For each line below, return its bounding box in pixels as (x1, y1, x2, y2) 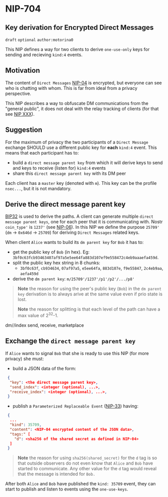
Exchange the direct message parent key (5, 337, 136, 345)
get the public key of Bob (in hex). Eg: (12, 249, 90, 255)
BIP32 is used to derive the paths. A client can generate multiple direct (5, 213, 154, 220)
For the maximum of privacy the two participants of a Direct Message (5, 139, 149, 145)
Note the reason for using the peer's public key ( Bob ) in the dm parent (17, 286, 162, 292)
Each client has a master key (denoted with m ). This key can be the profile (5, 180, 157, 186)
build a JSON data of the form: (12, 365, 77, 371)
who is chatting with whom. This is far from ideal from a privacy (5, 85, 138, 91)
